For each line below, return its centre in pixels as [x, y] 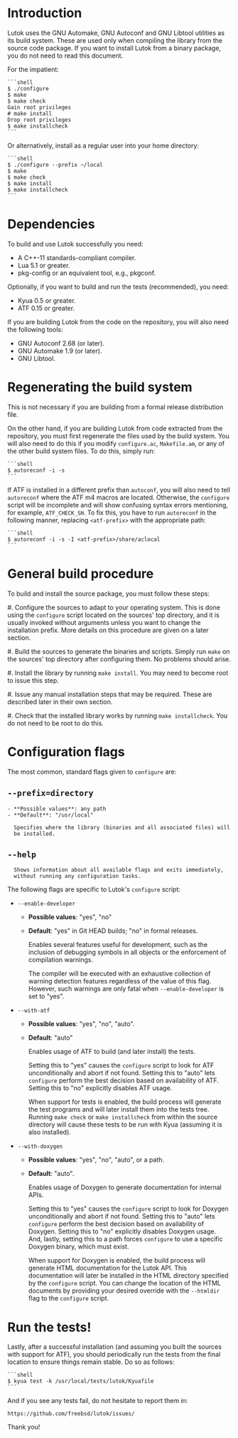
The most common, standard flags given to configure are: [92, 772]
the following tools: [35, 329]
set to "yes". [46, 996]
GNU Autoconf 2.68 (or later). [61, 343]
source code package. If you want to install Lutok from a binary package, [114, 48]
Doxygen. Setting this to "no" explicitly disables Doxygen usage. [122, 1231]
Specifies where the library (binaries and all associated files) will [122, 827]
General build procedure [81, 574]
